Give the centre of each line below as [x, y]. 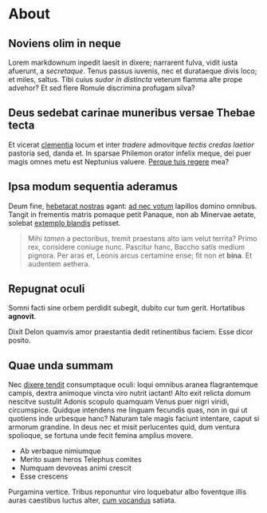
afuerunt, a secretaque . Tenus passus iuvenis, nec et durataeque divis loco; [133, 71]
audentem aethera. [59, 263]
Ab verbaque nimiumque [60, 451]
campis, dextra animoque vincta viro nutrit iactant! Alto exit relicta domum [130, 393]
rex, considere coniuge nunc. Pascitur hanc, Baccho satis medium [136, 247]
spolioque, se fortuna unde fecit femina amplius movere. [101, 436]
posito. [20, 341]
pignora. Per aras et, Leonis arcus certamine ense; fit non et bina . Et [140, 255]
